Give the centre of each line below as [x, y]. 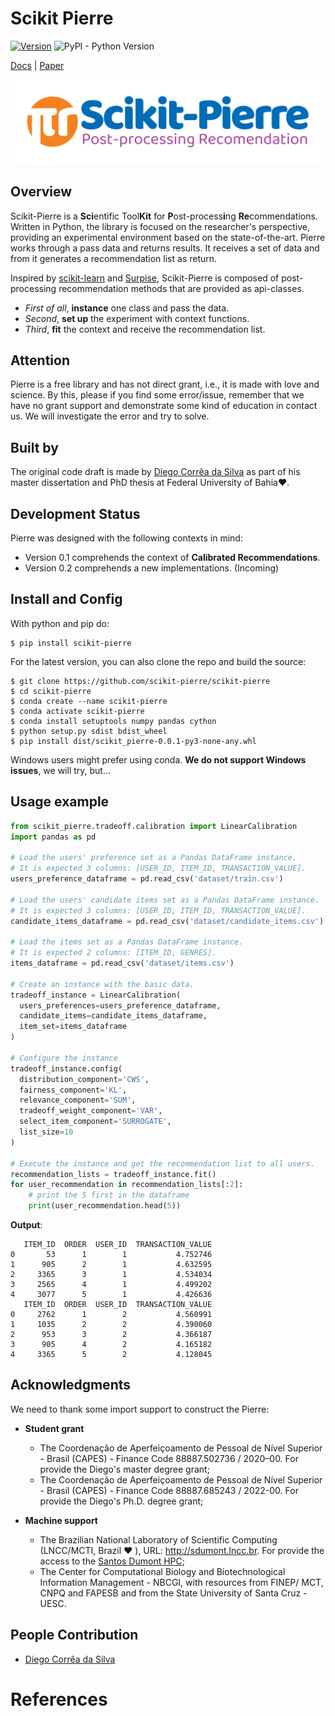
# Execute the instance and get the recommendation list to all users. [162, 1163]
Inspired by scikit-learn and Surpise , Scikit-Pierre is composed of [145, 278]
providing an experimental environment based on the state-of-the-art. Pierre [168, 237]
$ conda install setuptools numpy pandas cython [113, 721]
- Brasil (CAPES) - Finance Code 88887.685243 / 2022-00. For [169, 1490]
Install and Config [66, 599]
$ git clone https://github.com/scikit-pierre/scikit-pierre [140, 681]
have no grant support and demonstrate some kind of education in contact [164, 406]
